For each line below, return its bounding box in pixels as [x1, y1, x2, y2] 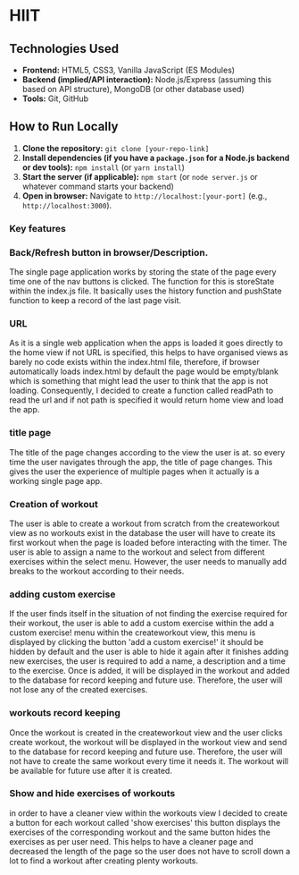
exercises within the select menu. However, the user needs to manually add [9, 556, 287, 566]
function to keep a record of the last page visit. [9, 295, 181, 306]
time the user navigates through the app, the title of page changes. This [9, 456, 273, 467]
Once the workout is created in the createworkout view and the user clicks [9, 726, 283, 738]
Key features [9, 222, 67, 234]
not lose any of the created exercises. [9, 684, 148, 695]
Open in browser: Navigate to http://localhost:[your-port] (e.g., [21, 190, 268, 201]
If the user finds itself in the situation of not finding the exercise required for [9, 608, 288, 619]
